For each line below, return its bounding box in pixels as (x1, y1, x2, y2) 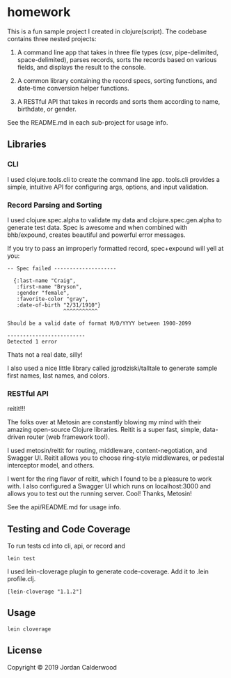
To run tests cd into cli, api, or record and (7, 541, 125, 550)
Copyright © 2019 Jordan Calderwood (7, 663, 117, 671)
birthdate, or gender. (17, 105, 77, 113)
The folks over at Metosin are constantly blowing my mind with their (7, 418, 202, 426)
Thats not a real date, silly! (7, 350, 83, 359)
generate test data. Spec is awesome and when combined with (7, 223, 188, 231)
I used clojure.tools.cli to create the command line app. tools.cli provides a (7, 175, 221, 183)
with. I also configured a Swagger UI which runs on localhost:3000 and (7, 482, 211, 491)
